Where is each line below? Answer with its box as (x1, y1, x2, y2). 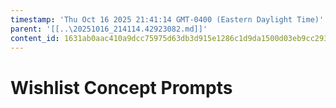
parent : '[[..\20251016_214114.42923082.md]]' (10, 24, 208, 34)
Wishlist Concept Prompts (10, 76, 233, 99)
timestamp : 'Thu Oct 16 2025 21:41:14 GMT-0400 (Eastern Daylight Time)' (10, 14, 325, 25)
